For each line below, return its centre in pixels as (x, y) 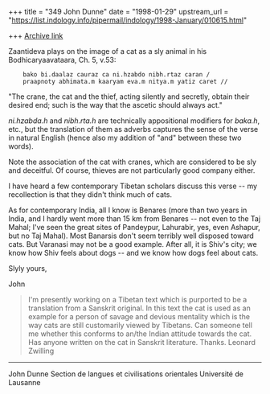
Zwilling (41, 351)
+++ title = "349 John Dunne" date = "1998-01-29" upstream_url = (119, 12)
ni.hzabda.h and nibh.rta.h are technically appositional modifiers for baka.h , (134, 121)
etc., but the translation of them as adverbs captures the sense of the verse (133, 129)
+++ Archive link (36, 36)
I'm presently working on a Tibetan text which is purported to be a (137, 300)
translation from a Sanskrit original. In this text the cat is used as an (139, 308)
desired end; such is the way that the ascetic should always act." (116, 105)
